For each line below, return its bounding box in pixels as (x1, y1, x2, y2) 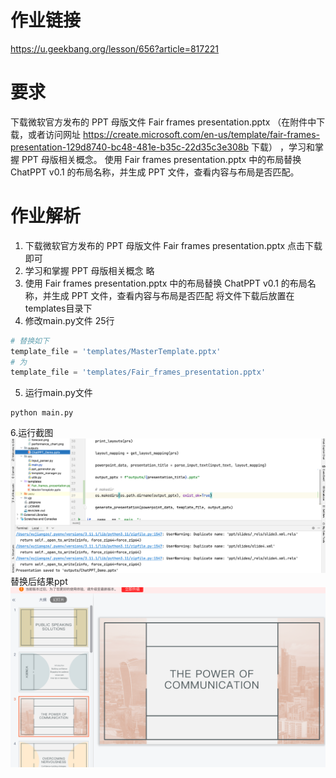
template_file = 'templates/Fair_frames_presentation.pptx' (10, 367, 267, 378)
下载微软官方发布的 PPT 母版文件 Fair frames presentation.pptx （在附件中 (10, 116, 317, 128)
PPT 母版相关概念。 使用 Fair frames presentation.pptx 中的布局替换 (21, 153, 302, 165)
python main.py (10, 408, 74, 418)
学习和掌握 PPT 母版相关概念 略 (24, 264, 155, 276)
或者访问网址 (27, 128, 81, 140)
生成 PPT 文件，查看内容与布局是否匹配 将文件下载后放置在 (51, 289, 295, 301)
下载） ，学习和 (251, 141, 315, 153)
